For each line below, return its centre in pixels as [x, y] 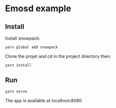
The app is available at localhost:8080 [44, 100]
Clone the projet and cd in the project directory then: [58, 56]
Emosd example [38, 9]
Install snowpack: [23, 38]
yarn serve [16, 91]
